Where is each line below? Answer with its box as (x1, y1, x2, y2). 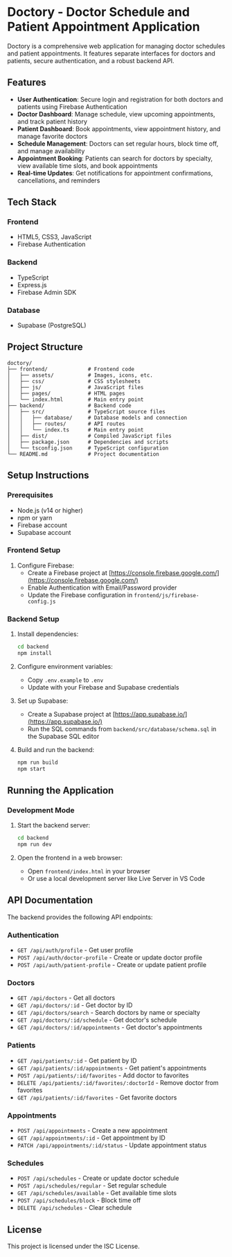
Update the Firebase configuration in (27, 590, 133, 599)
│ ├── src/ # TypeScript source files (7, 408, 166, 415)
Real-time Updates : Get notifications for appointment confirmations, (17, 169, 213, 177)
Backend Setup (7, 614, 60, 624)
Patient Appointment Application (7, 19, 200, 35)
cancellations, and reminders (17, 176, 100, 185)
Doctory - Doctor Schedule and (7, 4, 190, 20)
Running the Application (7, 785, 114, 796)
